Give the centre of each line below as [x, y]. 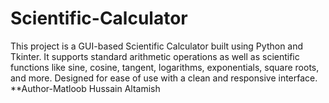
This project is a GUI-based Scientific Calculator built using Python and [157, 46]
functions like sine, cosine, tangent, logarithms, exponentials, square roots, [165, 67]
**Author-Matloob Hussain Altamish [85, 88]
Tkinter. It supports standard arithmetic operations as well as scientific [155, 56]
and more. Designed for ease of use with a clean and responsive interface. [164, 78]
